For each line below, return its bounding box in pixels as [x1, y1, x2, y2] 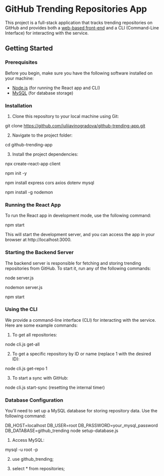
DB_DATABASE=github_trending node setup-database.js [5, 428, 119, 434]
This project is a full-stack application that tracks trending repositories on [5, 20, 153, 25]
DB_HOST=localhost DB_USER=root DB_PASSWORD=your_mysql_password [5, 423, 158, 428]
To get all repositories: [12, 332, 58, 337]
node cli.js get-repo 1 [5, 365, 48, 371]
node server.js [5, 275, 34, 281]
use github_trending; [12, 456, 54, 462]
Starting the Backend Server [5, 249, 74, 256]
